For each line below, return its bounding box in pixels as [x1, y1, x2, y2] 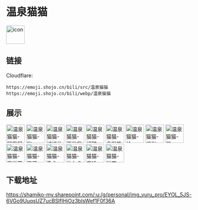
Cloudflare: [6, 72, 34, 79]
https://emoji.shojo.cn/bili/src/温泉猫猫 [6, 84, 108, 90]
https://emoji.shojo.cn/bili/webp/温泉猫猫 [6, 91, 111, 96]
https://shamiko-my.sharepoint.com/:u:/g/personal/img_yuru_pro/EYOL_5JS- [6, 191, 192, 198]
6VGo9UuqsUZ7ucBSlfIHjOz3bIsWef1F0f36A [6, 198, 115, 205]
